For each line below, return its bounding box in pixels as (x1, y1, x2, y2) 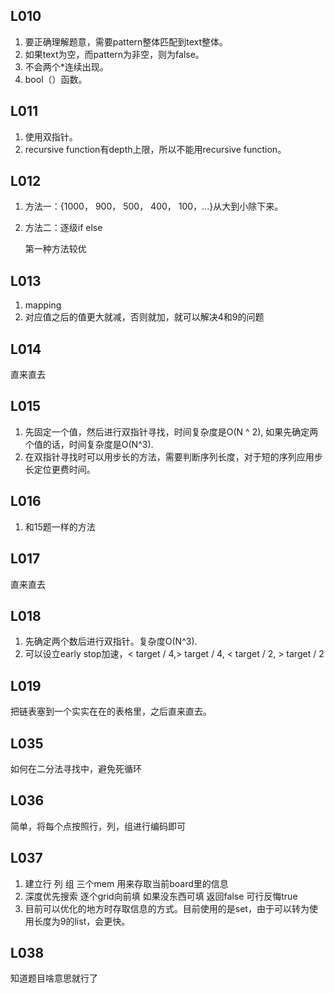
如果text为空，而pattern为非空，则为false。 (24, 48, 205, 60)
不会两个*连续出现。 (24, 60, 109, 73)
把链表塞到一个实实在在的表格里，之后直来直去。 (10, 705, 212, 718)
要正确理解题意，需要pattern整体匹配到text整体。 (24, 35, 229, 48)
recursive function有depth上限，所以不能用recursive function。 (24, 143, 287, 155)
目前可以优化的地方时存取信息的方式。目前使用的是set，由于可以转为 (24, 902, 310, 914)
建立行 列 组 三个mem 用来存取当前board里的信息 (24, 877, 229, 889)
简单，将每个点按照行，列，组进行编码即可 (10, 820, 186, 832)
